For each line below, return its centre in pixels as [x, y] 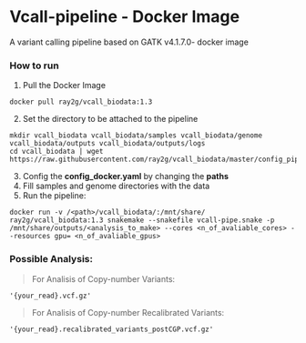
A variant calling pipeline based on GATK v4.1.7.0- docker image [129, 42]
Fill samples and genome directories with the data [116, 186]
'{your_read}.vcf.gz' [51, 296]
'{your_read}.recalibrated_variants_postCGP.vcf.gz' [112, 329]
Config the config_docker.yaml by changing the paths [126, 177]
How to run [34, 66]
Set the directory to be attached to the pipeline [110, 119]
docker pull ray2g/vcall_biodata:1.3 [81, 102]
